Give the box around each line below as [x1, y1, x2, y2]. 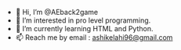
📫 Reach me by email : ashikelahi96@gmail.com [15, 33, 173, 42]
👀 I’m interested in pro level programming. [15, 16, 151, 25]
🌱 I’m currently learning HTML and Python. [15, 24, 154, 33]
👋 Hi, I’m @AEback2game [15, 8, 99, 16]
